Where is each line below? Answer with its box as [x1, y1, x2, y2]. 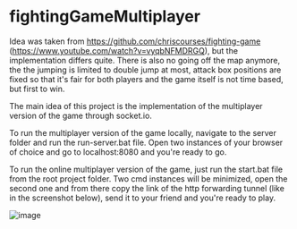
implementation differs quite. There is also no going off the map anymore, [9, 55, 281, 65]
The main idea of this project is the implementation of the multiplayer [9, 100, 263, 111]
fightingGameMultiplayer [9, 6, 201, 27]
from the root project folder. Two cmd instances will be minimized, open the [9, 173, 288, 184]
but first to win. [9, 83, 65, 94]
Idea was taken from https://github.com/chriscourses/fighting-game [9, 36, 261, 47]
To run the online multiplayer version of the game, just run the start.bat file [9, 164, 284, 174]
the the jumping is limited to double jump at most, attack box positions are [9, 64, 282, 75]
